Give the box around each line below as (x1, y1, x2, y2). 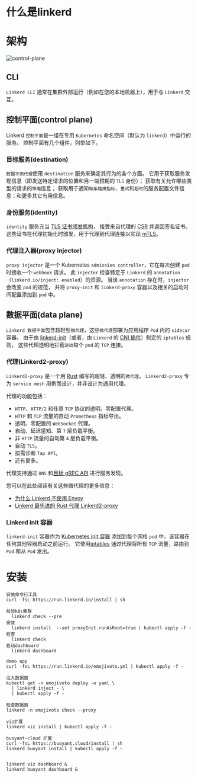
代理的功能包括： (6, 392, 48, 399)
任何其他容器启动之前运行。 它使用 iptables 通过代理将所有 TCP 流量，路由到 (6, 540, 190, 548)
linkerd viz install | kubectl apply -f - (6, 723, 112, 729)
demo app (6, 658, 28, 664)
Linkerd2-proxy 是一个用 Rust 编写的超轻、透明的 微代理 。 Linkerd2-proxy (6, 372, 183, 379)
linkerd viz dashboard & (6, 761, 67, 767)
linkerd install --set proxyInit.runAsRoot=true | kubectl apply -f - (11, 625, 192, 631)
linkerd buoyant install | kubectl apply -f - (6, 745, 123, 751)
